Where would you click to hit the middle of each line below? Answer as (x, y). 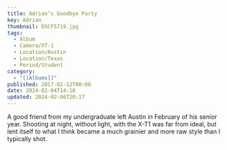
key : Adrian (24, 20)
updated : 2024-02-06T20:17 (46, 97)
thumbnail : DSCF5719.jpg (43, 26)
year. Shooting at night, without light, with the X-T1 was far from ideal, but (112, 124)
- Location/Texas (38, 59)
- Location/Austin (40, 53)
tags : (15, 33)
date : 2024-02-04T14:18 (42, 91)
